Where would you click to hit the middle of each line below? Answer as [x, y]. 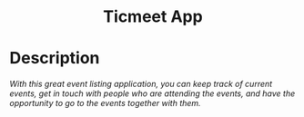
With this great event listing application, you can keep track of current [141, 83]
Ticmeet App [153, 17]
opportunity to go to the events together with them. [106, 102]
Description [55, 58]
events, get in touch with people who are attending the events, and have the [152, 93]
